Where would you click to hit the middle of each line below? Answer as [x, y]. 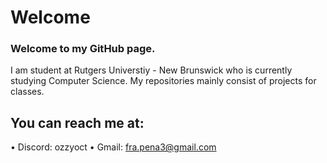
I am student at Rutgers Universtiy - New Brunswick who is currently [151, 70]
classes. [27, 92]
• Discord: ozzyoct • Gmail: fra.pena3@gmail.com [113, 147]
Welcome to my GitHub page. [83, 49]
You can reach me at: [77, 122]
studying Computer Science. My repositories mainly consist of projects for [163, 81]
